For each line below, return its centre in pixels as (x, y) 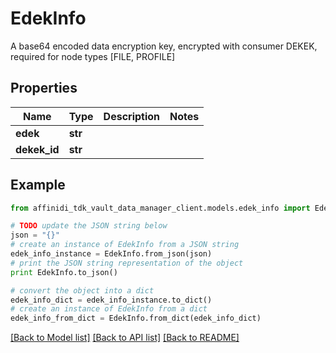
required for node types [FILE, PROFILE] (93, 56)
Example (38, 185)
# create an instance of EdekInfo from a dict (109, 309)
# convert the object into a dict (82, 290)
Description (132, 116)
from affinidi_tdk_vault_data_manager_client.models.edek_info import (160, 208)
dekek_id (37, 149)
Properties (44, 88)
